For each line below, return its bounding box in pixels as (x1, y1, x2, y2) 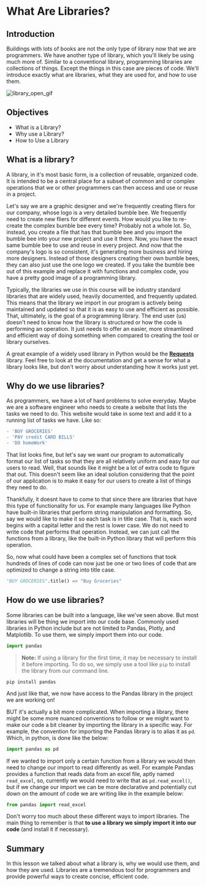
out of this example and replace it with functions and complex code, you (6, 267, 189, 274)
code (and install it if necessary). (6, 826, 90, 833)
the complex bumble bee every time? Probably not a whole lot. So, (23, 222, 192, 229)
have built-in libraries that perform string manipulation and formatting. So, (6, 508, 193, 516)
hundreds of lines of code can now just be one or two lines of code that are (6, 560, 197, 567)
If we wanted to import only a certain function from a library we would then (6, 757, 196, 764)
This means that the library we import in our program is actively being (6, 299, 182, 306)
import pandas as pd (6, 746, 59, 752)
